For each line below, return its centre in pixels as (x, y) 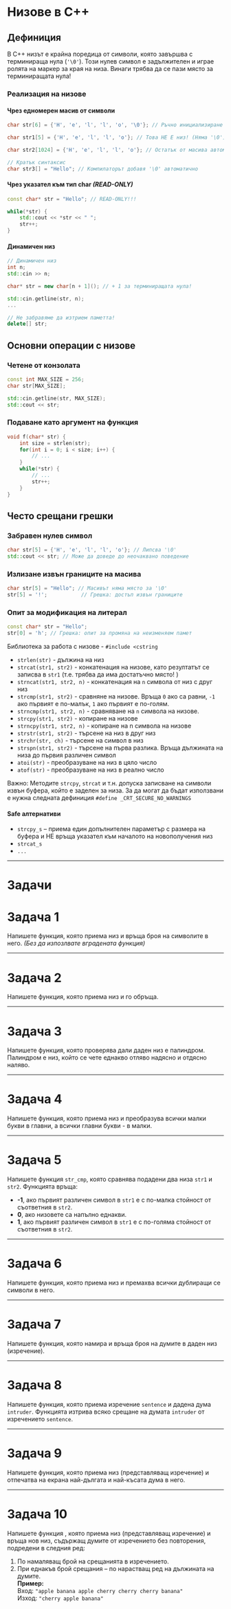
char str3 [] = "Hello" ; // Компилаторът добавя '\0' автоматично (102, 169)
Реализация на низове (47, 94)
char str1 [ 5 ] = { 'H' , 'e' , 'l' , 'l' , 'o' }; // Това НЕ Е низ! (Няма (107, 137)
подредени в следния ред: (46, 1548)
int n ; (16, 267)
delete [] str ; (27, 324)
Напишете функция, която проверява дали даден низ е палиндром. (106, 1051)
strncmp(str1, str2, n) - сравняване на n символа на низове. (108, 711)
